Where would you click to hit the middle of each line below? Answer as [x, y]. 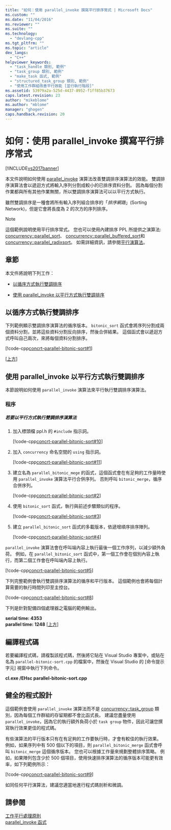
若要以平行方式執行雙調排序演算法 [41, 417]
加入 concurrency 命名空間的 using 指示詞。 [58, 452]
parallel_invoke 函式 [26, 822]
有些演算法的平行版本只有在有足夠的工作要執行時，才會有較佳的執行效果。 [83, 738]
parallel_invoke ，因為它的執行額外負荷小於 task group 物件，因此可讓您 [82, 721]
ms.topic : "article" [27, 48]
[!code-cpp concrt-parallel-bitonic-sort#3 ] [57, 516]
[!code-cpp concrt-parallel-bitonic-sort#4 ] [57, 537]
